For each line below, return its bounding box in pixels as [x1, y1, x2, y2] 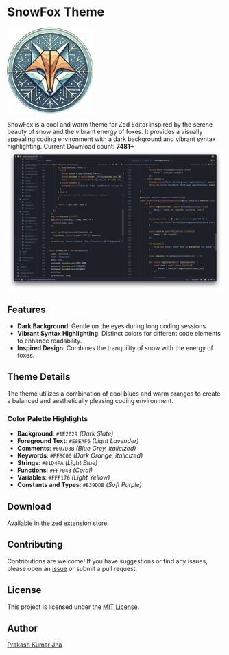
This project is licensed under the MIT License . [7, 603, 140, 611]
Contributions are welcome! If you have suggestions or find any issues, [7, 557, 208, 565]
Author [7, 623, 38, 634]
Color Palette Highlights [7, 414, 88, 423]
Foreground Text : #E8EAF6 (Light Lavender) [16, 437, 139, 445]
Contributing [7, 539, 63, 550]
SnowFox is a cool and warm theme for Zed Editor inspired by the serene [7, 120, 213, 128]
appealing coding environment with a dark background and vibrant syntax [7, 135, 216, 143]
